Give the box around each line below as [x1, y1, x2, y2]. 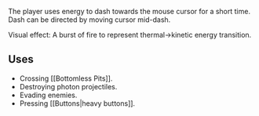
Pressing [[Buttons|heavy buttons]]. [19, 98, 136, 108]
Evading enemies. [19, 90, 78, 100]
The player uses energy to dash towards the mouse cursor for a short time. [8, 7, 251, 16]
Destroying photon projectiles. [19, 82, 118, 91]
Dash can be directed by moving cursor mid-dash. [8, 15, 171, 24]
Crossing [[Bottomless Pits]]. [19, 74, 113, 83]
